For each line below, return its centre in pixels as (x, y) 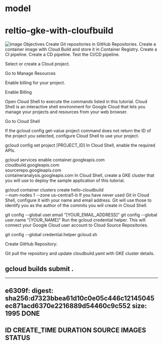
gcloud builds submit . (39, 268)
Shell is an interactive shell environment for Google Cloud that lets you (75, 107)
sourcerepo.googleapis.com (33, 170)
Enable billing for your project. (35, 83)
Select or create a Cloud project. (38, 64)
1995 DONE (23, 314)
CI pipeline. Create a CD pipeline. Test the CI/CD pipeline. (62, 54)
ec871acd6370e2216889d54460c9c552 (68, 306)
